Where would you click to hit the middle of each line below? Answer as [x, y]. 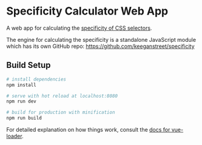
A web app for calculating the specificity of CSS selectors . [79, 28]
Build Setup [29, 65]
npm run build [24, 118]
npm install [21, 85]
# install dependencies [36, 79]
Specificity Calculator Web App [87, 11]
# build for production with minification [61, 113]
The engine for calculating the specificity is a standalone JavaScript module [101, 39]
